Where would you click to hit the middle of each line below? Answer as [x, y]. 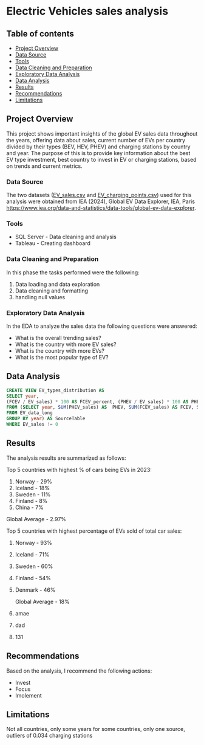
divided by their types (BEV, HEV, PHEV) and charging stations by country [98, 147]
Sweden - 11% [33, 494]
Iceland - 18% [32, 488]
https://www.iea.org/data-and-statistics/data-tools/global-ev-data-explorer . [101, 208]
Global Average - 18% [42, 601]
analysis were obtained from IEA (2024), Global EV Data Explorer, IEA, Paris [101, 201]
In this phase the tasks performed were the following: [73, 272]
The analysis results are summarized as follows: [66, 458]
